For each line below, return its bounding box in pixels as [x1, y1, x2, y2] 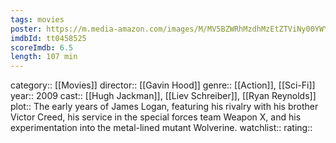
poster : [10, 24, 43, 34]
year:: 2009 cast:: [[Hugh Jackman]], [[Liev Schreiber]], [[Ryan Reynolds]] [10, 90, 317, 102]
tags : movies [10, 14, 65, 25]
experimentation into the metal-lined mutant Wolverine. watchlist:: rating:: [10, 122, 313, 134]
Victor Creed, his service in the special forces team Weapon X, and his [10, 111, 302, 123]
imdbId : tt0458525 [10, 33, 87, 43]
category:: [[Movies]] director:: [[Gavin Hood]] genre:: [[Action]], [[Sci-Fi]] [10, 79, 316, 91]
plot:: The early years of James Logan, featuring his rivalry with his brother [10, 101, 319, 113]
